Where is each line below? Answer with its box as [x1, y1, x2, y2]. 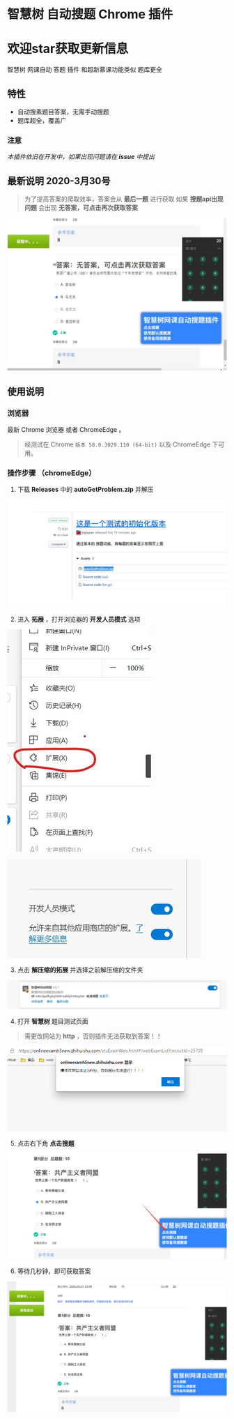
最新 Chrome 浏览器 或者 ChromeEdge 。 [7, 426, 125, 434]
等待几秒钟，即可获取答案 [17, 1267, 91, 1275]
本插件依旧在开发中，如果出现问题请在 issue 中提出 [7, 153, 155, 161]
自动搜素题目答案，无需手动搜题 [17, 107, 109, 116]
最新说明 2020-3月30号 [7, 175, 111, 187]
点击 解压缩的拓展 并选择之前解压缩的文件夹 [17, 966, 143, 974]
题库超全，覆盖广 [17, 116, 67, 124]
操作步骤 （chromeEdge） [7, 468, 96, 478]
